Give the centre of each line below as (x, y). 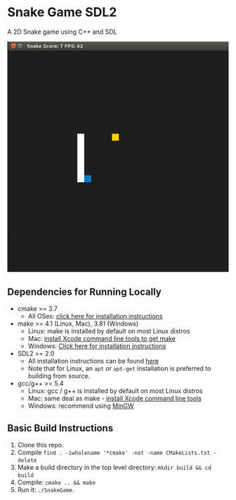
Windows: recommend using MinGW (81, 406)
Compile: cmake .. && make (57, 482)
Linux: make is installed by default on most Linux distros (109, 331)
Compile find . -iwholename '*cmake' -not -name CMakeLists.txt (114, 453)
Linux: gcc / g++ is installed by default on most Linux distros (115, 391)
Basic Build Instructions (60, 428)
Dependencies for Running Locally (84, 291)
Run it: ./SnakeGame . (46, 490)
